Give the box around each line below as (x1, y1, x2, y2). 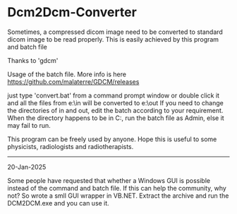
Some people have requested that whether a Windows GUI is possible (7, 176, 210, 184)
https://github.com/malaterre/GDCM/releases (7, 77, 140, 85)
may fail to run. (7, 121, 51, 129)
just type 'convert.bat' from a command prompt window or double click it (7, 91, 220, 100)
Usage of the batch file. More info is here (7, 70, 127, 78)
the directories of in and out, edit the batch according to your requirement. (7, 106, 224, 114)
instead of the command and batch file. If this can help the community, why (7, 184, 227, 192)
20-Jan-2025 (7, 162, 47, 171)
